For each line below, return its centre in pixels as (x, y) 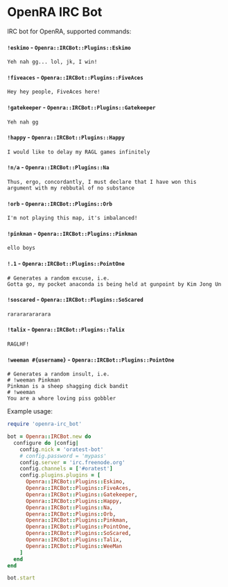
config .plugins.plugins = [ (60, 475)
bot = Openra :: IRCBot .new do (49, 437)
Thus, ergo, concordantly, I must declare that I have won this (102, 182)
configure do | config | (46, 443)
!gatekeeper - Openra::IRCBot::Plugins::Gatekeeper (81, 107)
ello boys (21, 248)
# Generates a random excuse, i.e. (59, 278)
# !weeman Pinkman (34, 380)
